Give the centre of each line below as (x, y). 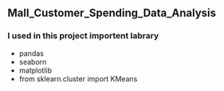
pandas (31, 53)
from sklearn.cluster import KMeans (78, 78)
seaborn (33, 61)
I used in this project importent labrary (83, 36)
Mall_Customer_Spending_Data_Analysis (112, 13)
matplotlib (35, 70)
